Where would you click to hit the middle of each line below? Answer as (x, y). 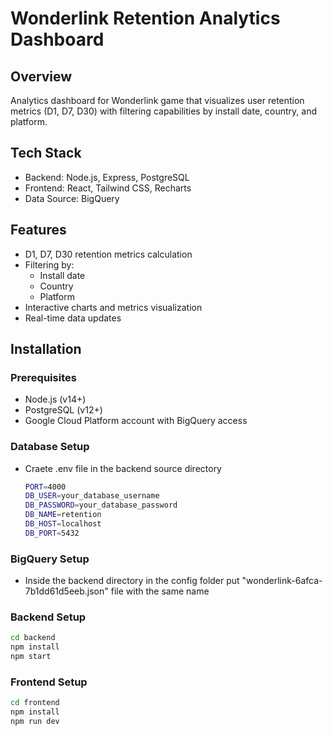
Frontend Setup (49, 682)
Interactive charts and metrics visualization (113, 307)
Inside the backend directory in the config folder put (132, 581)
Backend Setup (48, 617)
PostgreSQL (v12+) (63, 410)
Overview (41, 76)
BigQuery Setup (50, 559)
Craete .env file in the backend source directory (123, 468)
